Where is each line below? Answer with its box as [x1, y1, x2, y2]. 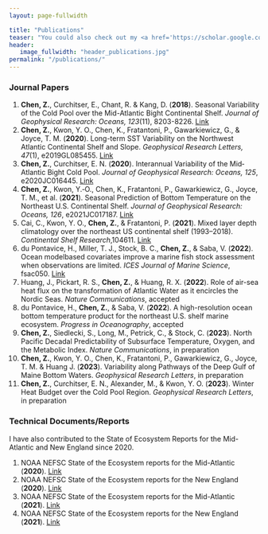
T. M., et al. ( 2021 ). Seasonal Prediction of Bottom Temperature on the [20, 193, 251, 203]
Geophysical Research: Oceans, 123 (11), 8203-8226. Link [20, 117, 209, 127]
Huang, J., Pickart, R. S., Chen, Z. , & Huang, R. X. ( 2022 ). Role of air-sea [20, 278, 259, 287]
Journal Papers [9, 81, 70, 92]
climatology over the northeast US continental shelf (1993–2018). [20, 227, 234, 236]
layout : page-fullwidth [9, 11, 88, 20]
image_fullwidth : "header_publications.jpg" [19, 49, 170, 57]
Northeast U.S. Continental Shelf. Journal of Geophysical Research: [20, 201, 243, 211]
